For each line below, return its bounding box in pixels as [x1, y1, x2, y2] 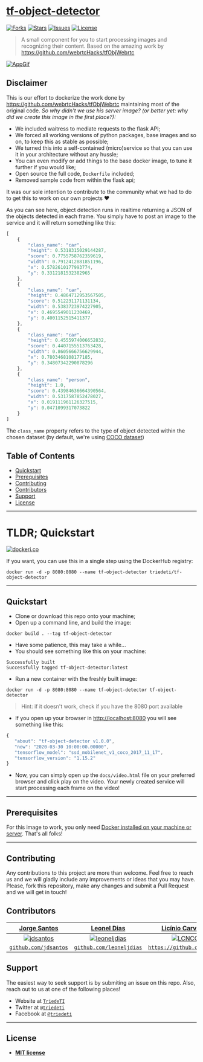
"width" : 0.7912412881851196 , [28, 259, 104, 265]
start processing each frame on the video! [14, 784, 120, 792]
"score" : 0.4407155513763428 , [28, 343, 104, 349]
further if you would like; [14, 163, 77, 170]
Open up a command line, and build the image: [14, 619, 132, 626]
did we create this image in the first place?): [6, 113, 116, 120]
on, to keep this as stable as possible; [14, 138, 109, 145]
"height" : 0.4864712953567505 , [28, 292, 107, 298]
